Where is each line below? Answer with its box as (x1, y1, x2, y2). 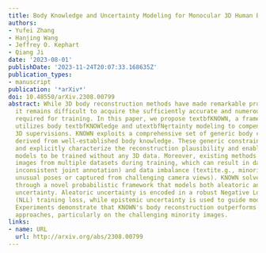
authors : (8, 19, 37, 27)
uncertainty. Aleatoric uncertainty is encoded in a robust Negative (15, 188, 249, 197)
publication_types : (8, 71, 73, 79)
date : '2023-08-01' (8, 56, 73, 64)
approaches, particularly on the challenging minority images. (15, 211, 228, 219)
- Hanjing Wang (8, 33, 59, 42)
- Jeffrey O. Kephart (8, 41, 80, 49)
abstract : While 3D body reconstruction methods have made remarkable (8, 100, 246, 108)
